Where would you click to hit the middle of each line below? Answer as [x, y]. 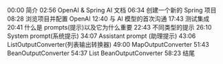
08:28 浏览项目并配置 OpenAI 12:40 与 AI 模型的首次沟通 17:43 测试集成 [108, 19]
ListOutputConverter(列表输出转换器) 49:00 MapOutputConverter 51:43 [108, 44]
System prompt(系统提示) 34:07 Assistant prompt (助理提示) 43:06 [102, 36]
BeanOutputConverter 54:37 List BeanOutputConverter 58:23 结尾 [101, 53]
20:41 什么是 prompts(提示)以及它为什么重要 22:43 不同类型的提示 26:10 [109, 27]
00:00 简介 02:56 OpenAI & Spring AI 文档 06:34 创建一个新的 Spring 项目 [112, 10]
